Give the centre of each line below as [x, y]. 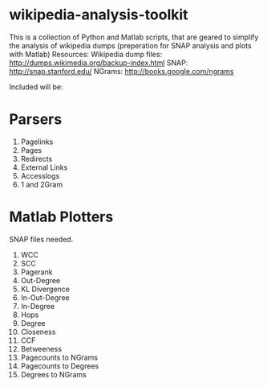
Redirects [36, 159]
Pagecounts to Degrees [60, 366]
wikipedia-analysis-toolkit [99, 15]
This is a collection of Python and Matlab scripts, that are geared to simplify [134, 37]
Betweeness [41, 348]
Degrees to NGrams [53, 374]
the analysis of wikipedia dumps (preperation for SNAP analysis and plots [130, 45]
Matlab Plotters [61, 217]
